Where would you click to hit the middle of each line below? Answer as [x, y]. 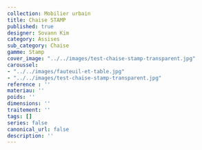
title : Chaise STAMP [37, 20]
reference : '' [29, 84]
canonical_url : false [38, 129]
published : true [30, 26]
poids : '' [21, 97]
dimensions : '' [29, 104]
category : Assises [33, 39]
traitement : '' [29, 110]
